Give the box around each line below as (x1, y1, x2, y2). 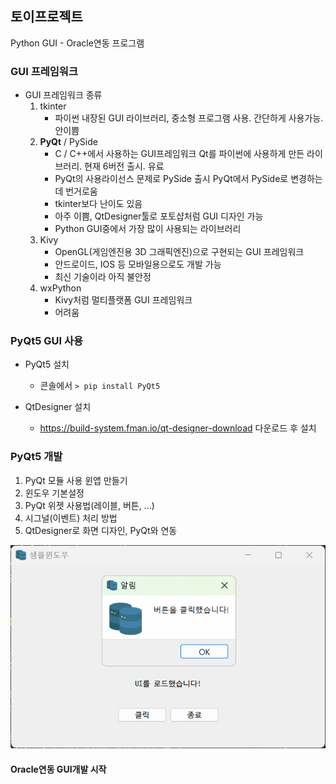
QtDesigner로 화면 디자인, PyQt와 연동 (24, 524, 178, 536)
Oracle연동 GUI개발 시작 (10, 763, 107, 775)
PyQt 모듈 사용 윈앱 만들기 (24, 474, 128, 486)
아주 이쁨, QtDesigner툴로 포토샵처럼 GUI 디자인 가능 (54, 210, 264, 222)
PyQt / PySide (39, 136, 98, 148)
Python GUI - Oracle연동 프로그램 (10, 37, 145, 49)
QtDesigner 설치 (24, 401, 92, 413)
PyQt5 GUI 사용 (10, 334, 84, 348)
